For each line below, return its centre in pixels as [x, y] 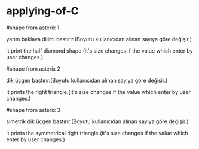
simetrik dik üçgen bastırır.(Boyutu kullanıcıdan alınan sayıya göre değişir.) [97, 121]
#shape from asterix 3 [33, 110]
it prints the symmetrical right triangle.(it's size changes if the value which [97, 133]
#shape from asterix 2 [33, 69]
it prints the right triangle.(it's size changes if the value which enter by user [99, 92]
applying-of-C [42, 11]
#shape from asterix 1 [33, 28]
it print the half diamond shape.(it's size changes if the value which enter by [99, 51]
